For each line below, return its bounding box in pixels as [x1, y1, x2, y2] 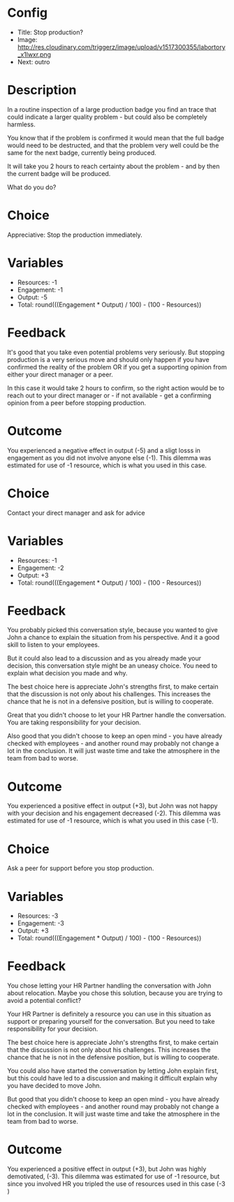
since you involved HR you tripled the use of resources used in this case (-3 [7, 1180, 226, 1188]
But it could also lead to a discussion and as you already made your [7, 654, 201, 663]
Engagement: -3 [17, 919, 64, 928]
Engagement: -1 [17, 285, 64, 294]
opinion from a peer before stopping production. [7, 398, 147, 406]
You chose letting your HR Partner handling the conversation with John [7, 981, 212, 990]
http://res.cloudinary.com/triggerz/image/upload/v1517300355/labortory [17, 43, 226, 51]
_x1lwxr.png [17, 50, 51, 59]
